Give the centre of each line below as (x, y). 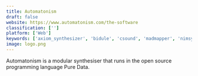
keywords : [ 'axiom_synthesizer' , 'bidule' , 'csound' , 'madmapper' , (91, 39)
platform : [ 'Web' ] (29, 33)
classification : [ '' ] (33, 28)
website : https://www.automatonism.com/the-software (72, 22)
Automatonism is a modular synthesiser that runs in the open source (89, 61)
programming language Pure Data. (48, 67)
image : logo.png (26, 44)
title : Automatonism (32, 11)
